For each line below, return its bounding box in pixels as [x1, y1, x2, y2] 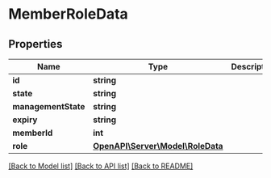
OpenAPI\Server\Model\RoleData [92, 141, 223, 151]
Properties [8, 37, 63, 51]
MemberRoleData [8, 5, 129, 23]
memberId [12, 127, 53, 138]
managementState [12, 101, 85, 112]
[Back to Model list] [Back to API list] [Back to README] [8, 161, 194, 171]
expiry [12, 114, 38, 125]
